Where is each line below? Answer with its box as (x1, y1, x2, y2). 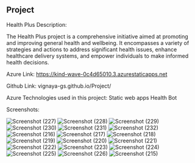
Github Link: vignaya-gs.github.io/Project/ (6, 82, 112, 89)
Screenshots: (6, 106, 40, 113)
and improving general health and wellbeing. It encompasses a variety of (6, 39, 190, 46)
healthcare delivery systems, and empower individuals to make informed (6, 52, 189, 60)
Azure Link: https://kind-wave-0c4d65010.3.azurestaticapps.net (6, 70, 168, 78)
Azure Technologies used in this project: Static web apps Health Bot (6, 94, 177, 101)
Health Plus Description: (6, 21, 67, 28)
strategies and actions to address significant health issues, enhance (6, 46, 177, 53)
